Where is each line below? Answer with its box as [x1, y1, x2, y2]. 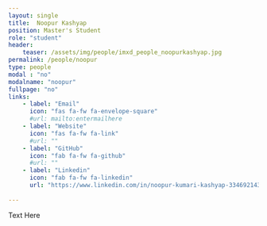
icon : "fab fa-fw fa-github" [29, 151, 126, 159]
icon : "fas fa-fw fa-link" [29, 129, 119, 137]
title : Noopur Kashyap [8, 19, 87, 27]
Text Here [8, 210, 41, 220]
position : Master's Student [8, 26, 102, 34]
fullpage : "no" [8, 85, 59, 94]
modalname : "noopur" [8, 78, 77, 86]
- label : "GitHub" [22, 144, 83, 152]
